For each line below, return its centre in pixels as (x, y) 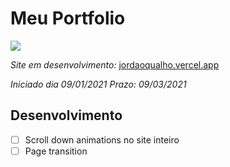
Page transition (56, 151)
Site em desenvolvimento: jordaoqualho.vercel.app (115, 64)
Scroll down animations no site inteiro (102, 139)
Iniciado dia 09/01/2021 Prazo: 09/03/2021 (98, 84)
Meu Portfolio (68, 18)
